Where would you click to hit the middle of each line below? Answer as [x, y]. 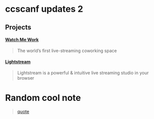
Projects [18, 27]
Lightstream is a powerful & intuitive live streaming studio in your [83, 73]
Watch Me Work [22, 40]
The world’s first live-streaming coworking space [67, 51]
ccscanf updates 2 [44, 9]
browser [26, 78]
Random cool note [43, 98]
